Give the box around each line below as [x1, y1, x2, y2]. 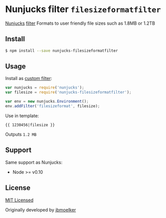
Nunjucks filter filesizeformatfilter [5, 4, 161, 15]
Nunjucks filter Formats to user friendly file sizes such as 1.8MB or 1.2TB [5, 20, 155, 26]
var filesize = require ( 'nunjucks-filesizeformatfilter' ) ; [5, 90, 132, 95]
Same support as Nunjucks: [5, 159, 63, 165]
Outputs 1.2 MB [5, 131, 37, 137]
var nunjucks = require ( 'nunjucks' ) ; [5, 85, 85, 90]
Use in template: [5, 112, 39, 119]
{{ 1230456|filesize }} [5, 122, 55, 127]
